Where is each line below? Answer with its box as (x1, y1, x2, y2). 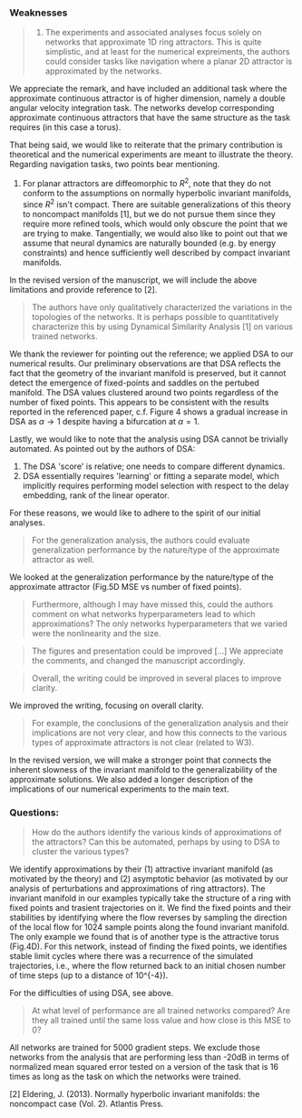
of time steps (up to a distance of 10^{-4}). (9, 970, 169, 981)
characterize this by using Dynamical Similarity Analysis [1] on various (31, 321, 293, 332)
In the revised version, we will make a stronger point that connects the (9, 754, 272, 765)
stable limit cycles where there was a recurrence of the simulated (9, 950, 254, 961)
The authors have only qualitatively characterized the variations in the (31, 302, 293, 313)
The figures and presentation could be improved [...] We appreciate (31, 645, 284, 656)
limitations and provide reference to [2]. (9, 284, 158, 294)
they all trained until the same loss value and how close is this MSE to (31, 1014, 292, 1025)
